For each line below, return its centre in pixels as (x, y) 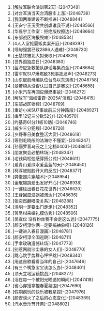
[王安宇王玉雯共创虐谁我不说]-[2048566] (53, 25)
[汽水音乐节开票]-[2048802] (41, 304)
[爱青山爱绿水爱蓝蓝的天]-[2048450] (49, 164)
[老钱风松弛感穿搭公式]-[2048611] (46, 158)
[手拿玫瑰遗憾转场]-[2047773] (43, 243)
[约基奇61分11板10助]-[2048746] (45, 122)
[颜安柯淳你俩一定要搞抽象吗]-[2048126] (53, 225)
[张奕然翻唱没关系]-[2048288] (43, 201)
